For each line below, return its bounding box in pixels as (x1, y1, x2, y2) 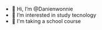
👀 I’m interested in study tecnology (11, 12, 97, 18)
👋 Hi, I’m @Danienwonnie (11, 6, 74, 12)
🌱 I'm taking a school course (11, 18, 81, 24)
